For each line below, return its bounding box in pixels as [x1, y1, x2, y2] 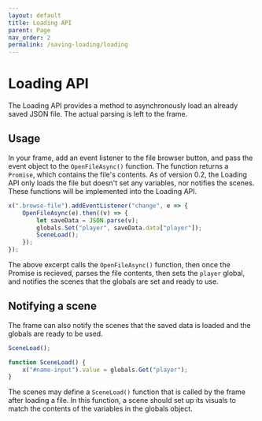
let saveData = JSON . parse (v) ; [36, 216, 139, 225]
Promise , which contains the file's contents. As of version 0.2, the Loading [8, 170, 248, 179]
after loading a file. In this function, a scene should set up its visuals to [8, 396, 237, 405]
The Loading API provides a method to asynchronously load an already [8, 101, 238, 110]
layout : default [8, 11, 61, 20]
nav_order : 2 [8, 33, 51, 42]
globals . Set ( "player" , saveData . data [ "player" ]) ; [36, 224, 202, 232]
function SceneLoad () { [8, 358, 87, 367]
